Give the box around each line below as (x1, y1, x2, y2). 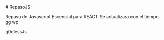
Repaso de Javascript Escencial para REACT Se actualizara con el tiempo (5, 14, 159, 19)
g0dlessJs (5, 29, 27, 34)
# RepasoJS (5, 4, 31, 10)
